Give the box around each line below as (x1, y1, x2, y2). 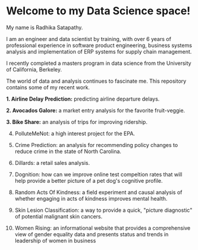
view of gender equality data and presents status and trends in (14, 230, 169, 237)
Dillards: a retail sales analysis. (14, 159, 90, 166)
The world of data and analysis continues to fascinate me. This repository (6, 77, 187, 85)
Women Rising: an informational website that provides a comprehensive (14, 224, 191, 232)
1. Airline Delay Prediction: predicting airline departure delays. (6, 95, 160, 102)
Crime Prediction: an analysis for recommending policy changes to (14, 141, 178, 148)
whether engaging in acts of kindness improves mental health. (14, 195, 168, 202)
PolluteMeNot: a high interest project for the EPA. (14, 130, 136, 137)
